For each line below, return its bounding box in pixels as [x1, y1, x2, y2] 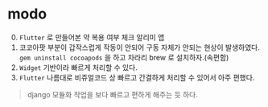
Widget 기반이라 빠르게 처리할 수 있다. [19, 62, 138, 72]
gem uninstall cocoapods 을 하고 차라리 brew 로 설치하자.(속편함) [19, 52, 229, 62]
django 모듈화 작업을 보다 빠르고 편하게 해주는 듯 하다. [27, 89, 199, 99]
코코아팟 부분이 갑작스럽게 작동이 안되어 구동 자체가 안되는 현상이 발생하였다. [19, 42, 261, 52]
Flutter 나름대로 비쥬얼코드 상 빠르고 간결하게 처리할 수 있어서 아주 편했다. [19, 72, 255, 82]
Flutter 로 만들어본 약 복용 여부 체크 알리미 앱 [19, 32, 165, 42]
